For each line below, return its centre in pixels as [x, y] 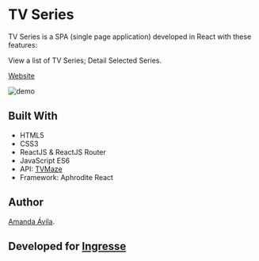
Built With [33, 116]
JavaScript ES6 [45, 160]
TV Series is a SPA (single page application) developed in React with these [130, 36]
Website [22, 75]
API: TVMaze [41, 169]
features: [23, 44]
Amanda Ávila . [32, 221]
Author [26, 203]
